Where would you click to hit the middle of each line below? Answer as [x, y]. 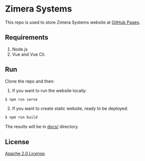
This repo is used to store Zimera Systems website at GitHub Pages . [73, 22]
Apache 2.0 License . [25, 154]
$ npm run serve [21, 99]
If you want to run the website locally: [49, 90]
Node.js [20, 49]
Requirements [27, 37]
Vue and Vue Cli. [29, 54]
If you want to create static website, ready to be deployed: [70, 109]
